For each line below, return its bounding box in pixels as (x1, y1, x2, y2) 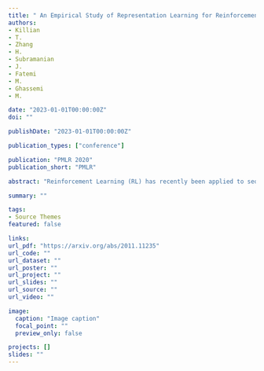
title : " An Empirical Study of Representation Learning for (8, 11, 213, 20)
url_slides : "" (8, 278, 58, 287)
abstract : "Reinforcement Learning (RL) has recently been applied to (8, 178, 244, 185)
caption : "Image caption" (15, 314, 101, 322)
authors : (8, 19, 37, 27)
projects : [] (8, 343, 51, 351)
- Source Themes (8, 213, 61, 221)
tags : (8, 206, 26, 214)
